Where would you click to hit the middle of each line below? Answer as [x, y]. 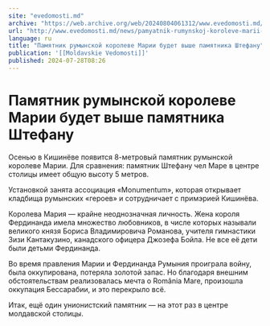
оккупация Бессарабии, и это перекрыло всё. [87, 289]
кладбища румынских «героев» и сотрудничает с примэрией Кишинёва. [133, 198]
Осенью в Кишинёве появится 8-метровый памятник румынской [121, 157]
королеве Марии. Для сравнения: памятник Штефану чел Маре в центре [134, 165]
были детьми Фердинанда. [54, 248]
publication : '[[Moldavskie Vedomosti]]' [79, 53]
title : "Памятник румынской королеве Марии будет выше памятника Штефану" [136, 46]
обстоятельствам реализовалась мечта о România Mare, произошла [126, 281]
